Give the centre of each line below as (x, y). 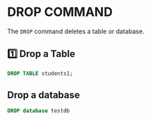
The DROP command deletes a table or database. (76, 31)
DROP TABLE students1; (40, 74)
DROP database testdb (39, 111)
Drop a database (43, 95)
